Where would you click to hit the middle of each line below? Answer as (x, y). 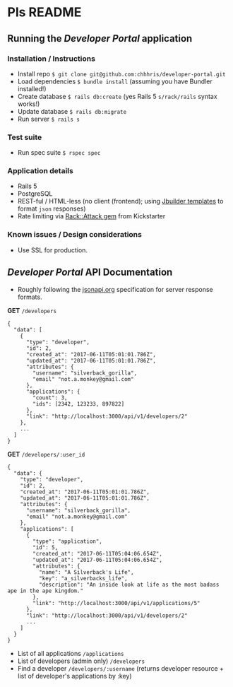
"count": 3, (50, 398)
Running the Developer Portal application (100, 39)
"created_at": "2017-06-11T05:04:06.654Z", (97, 553)
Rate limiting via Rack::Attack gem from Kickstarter (91, 216)
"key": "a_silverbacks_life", (83, 578)
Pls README (44, 12)
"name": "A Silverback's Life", (86, 572)
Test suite (25, 137)
